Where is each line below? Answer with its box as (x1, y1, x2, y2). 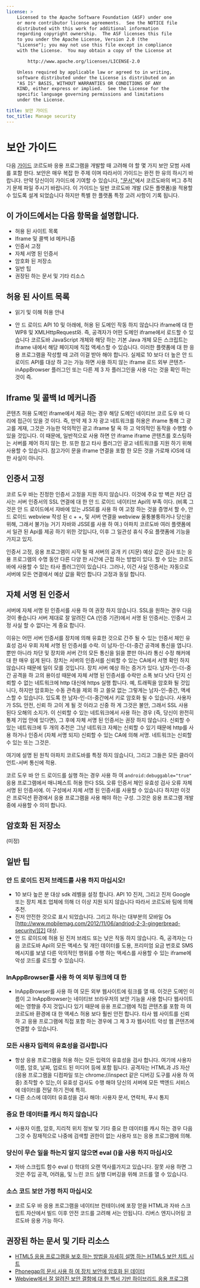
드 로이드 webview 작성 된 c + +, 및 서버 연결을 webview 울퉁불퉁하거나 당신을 (6, 513, 191, 520)
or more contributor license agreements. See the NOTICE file (17, 20, 178, 26)
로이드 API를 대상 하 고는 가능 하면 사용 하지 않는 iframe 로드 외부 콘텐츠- (14, 359, 186, 366)
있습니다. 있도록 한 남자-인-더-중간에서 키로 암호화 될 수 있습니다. (23, 694, 176, 701)
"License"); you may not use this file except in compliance (17, 42, 172, 48)
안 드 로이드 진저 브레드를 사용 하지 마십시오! (6, 876, 125, 884)
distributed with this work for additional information (17, 25, 159, 32)
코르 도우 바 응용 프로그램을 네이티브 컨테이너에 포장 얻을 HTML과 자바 (14, 1201, 180, 1209)
